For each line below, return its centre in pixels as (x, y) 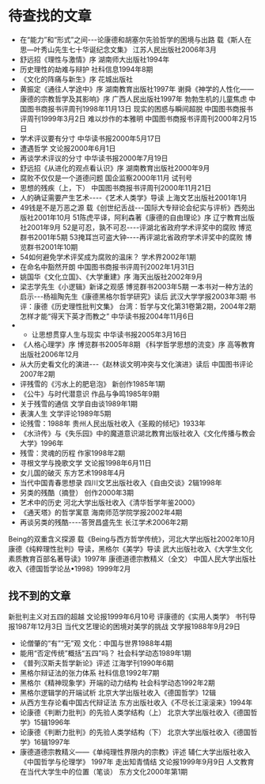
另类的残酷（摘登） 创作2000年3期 (77, 492)
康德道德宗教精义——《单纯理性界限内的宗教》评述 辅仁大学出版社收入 (135, 752)
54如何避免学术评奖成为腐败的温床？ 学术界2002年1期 (108, 257)
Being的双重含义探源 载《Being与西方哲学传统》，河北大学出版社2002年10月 (132, 539)
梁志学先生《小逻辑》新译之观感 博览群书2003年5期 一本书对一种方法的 (136, 286)
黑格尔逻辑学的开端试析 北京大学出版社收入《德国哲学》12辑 (117, 692)
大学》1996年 (42, 443)
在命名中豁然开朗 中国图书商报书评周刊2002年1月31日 (107, 266)
